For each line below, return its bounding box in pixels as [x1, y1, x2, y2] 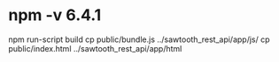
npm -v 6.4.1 [8, 5, 102, 25]
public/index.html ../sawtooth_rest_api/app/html [8, 43, 182, 53]
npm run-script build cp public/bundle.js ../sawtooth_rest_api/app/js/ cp [8, 34, 271, 45]
